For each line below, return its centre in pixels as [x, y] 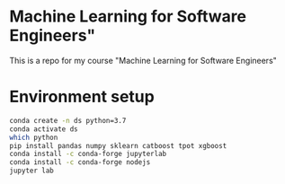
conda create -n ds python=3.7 [68, 120]
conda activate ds [44, 129]
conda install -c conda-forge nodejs [80, 162]
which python [34, 137]
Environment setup [82, 97]
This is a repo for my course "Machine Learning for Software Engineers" [143, 60]
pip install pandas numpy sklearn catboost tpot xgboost [118, 145]
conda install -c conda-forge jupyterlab [88, 154]
